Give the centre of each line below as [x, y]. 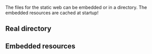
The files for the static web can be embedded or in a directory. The [76, 7]
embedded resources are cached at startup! [52, 13]
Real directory [28, 29]
